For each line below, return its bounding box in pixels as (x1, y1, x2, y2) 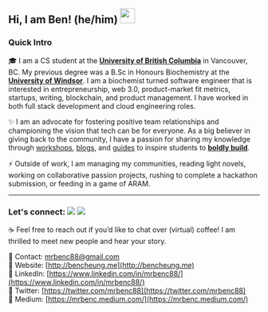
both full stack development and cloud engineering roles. (8, 101, 196, 110)
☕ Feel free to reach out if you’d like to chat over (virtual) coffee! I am (8, 225, 236, 234)
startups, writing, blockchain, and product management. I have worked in (8, 93, 249, 102)
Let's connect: (8, 206, 66, 217)
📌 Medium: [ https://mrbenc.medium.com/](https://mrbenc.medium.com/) (8, 294, 249, 304)
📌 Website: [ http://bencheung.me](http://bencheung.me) (8, 260, 195, 270)
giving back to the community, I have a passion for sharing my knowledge (8, 134, 251, 144)
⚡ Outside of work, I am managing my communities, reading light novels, (8, 158, 246, 168)
